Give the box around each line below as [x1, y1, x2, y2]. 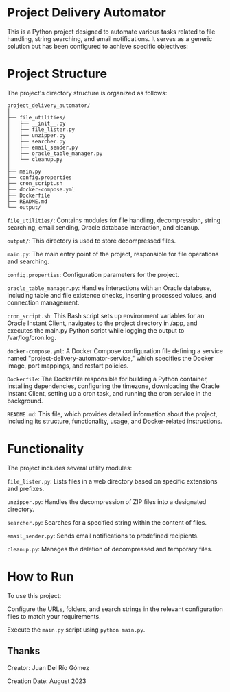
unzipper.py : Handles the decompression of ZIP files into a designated [7, 497, 207, 505]
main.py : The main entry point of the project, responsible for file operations [7, 250, 219, 258]
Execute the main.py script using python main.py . [7, 625, 146, 634]
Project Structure [7, 67, 108, 82]
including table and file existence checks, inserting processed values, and [7, 291, 216, 299]
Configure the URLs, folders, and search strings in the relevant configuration [7, 605, 223, 613]
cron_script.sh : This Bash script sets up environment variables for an [7, 311, 205, 320]
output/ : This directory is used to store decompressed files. [7, 237, 176, 245]
